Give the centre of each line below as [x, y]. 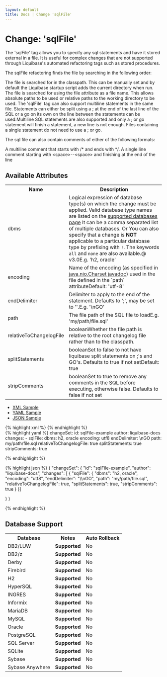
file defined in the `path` [97, 280]
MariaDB [18, 611]
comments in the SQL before [102, 383]
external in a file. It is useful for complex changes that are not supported [79, 58]
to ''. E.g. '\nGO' [87, 307]
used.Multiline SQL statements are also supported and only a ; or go [75, 119]
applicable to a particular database [109, 241]
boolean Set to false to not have [105, 350]
